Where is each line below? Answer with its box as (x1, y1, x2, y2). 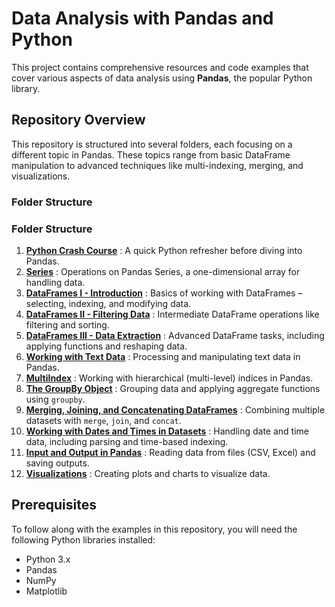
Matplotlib (25, 585, 68, 597)
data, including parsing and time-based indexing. (25, 435, 229, 447)
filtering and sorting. (25, 318, 110, 331)
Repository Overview (11, 112, 146, 129)
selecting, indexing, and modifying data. (25, 297, 192, 309)
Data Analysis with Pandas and (11, 7, 274, 30)
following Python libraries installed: (11, 533, 156, 546)
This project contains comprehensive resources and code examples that (11, 61, 309, 73)
